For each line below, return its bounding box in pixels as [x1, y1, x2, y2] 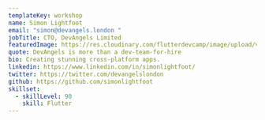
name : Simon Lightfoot [8, 19, 83, 27]
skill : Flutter [22, 99, 73, 107]
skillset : [8, 84, 41, 93]
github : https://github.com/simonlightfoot [8, 77, 154, 85]
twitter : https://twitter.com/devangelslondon [8, 70, 164, 78]
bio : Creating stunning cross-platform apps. [8, 56, 160, 64]
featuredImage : [8, 41, 58, 49]
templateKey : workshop [8, 11, 83, 20]
